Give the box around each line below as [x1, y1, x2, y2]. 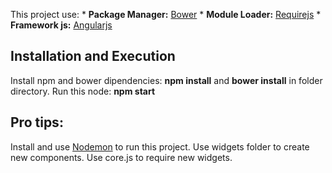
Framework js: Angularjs [10, 19, 113, 31]
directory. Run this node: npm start [10, 85, 156, 97]
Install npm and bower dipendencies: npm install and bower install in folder [10, 74, 323, 86]
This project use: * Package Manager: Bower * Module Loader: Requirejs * [10, 9, 322, 20]
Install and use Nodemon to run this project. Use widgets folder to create [10, 140, 310, 153]
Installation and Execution [10, 48, 176, 65]
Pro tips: [10, 114, 64, 131]
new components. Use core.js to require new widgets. [10, 151, 233, 163]
